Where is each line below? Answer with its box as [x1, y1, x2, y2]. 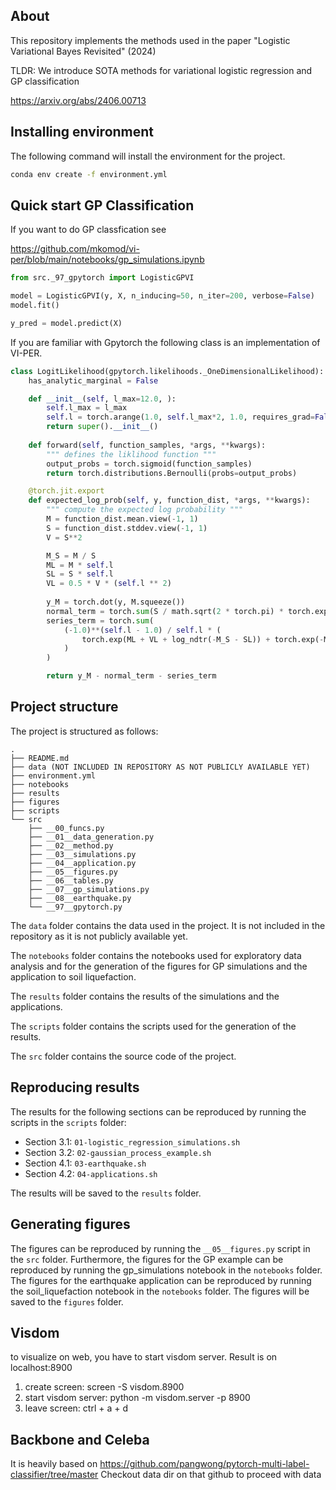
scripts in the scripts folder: [10, 1116, 127, 1128]
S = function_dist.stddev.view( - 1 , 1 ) [46, 523, 208, 533]
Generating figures [10, 1216, 131, 1233]
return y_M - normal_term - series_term [46, 671, 217, 681]
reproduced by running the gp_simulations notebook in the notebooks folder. [10, 1264, 323, 1276]
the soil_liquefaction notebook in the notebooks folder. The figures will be [10, 1285, 310, 1297]
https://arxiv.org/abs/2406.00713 [10, 94, 147, 106]
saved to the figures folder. [10, 1295, 124, 1308]
